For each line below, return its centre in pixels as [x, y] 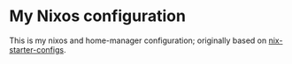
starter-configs [37, 49]
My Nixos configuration [97, 16]
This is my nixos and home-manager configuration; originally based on [138, 40]
